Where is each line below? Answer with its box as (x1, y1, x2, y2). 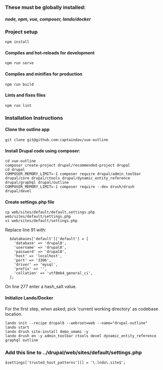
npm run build (5, 82, 34, 87)
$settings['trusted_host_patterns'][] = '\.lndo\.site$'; (5, 360, 126, 365)
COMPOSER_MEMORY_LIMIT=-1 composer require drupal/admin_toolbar (5, 172, 141, 176)
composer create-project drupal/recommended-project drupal (5, 163, 131, 168)
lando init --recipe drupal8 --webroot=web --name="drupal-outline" (5, 321, 148, 325)
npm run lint (5, 103, 32, 108)
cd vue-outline (5, 159, 36, 164)
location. (5, 311, 23, 317)
